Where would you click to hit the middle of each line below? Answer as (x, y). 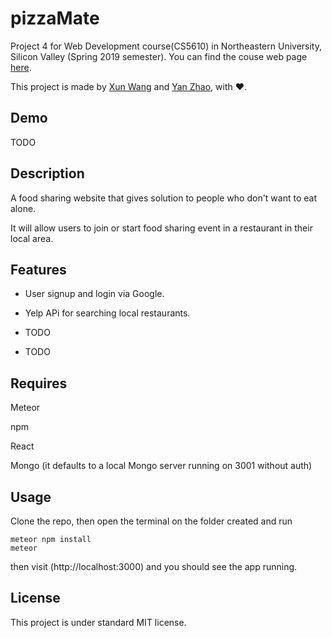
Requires (39, 383)
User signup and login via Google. (94, 294)
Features (38, 269)
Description (47, 173)
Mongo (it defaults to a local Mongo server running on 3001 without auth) (161, 466)
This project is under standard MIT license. (98, 622)
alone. (23, 208)
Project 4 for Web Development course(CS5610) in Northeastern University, (166, 46)
